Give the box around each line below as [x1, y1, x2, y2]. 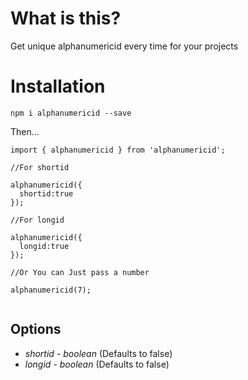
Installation [10, 75, 106, 98]
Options [10, 321, 62, 338]
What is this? [10, 7, 122, 30]
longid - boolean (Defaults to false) [24, 358, 170, 370]
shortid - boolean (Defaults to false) [24, 347, 173, 359]
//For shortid [10, 162, 70, 172]
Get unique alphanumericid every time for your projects [10, 40, 239, 52]
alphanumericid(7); [10, 285, 92, 295]
